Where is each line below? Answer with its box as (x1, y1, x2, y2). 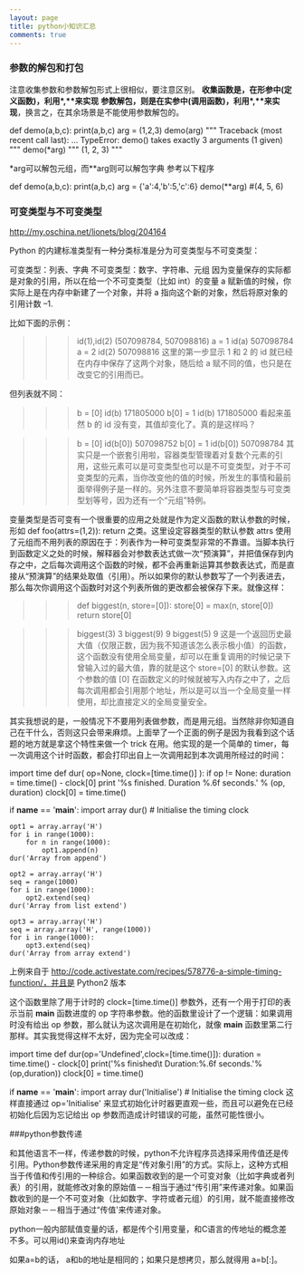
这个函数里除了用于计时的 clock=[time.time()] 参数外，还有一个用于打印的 (9, 996, 283, 1007)
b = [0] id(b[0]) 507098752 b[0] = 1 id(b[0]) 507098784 (76, 438, 285, 448)
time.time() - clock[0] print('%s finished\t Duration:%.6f (9, 1057, 217, 1069)
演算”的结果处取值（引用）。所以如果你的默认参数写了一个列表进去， (36, 570, 290, 581)
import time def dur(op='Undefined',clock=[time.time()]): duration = (9, 1048, 262, 1059)
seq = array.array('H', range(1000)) (9, 925, 152, 934)
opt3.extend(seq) (25, 940, 91, 950)
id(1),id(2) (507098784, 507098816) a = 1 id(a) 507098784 (76, 335, 294, 346)
